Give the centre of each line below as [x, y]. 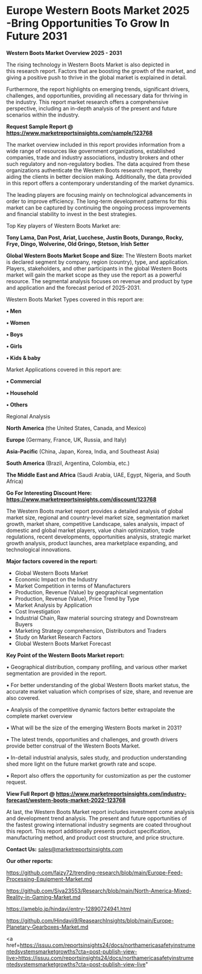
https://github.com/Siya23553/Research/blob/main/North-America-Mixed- [99, 891]
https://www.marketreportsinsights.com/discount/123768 [81, 499]
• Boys [14, 334]
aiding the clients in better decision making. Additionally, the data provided [99, 176]
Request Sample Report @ [40, 126]
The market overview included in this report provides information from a [96, 144]
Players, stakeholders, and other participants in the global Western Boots [97, 268]
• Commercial [24, 381]
